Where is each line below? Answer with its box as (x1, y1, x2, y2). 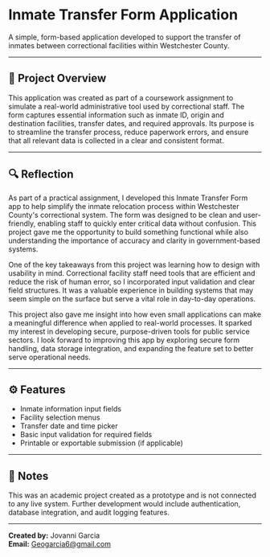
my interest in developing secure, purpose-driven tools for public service (8, 326, 251, 336)
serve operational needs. (8, 352, 91, 362)
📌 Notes (8, 469, 49, 483)
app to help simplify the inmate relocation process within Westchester (8, 201, 239, 211)
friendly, (8, 219, 36, 228)
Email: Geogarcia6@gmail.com (8, 539, 111, 549)
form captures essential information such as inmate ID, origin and (8, 110, 225, 120)
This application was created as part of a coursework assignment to (8, 92, 234, 102)
